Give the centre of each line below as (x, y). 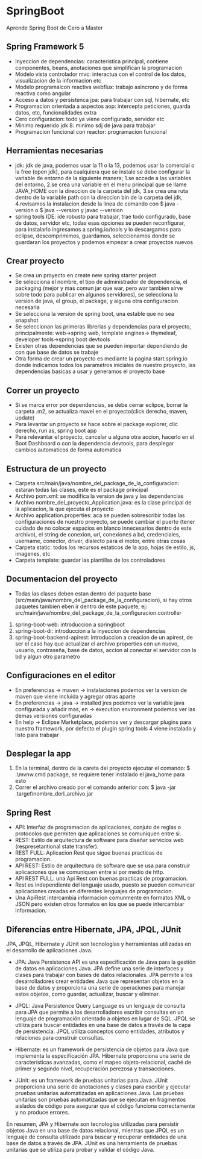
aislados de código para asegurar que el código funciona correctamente (105, 1106)
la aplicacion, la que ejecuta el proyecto (64, 509)
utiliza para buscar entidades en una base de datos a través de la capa (103, 1025)
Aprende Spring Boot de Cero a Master (55, 28)
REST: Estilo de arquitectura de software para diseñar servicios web (99, 840)
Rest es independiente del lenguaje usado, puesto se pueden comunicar (105, 885)
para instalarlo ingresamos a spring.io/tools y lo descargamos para (98, 229)
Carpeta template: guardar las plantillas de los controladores (90, 560)
